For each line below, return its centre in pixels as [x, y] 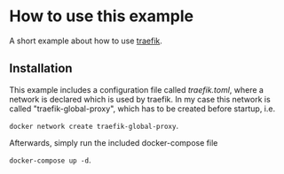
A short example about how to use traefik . [86, 41]
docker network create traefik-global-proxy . [94, 125]
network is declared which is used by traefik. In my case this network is [140, 99]
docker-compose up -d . [50, 160]
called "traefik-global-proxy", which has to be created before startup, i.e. [142, 109]
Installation [41, 68]
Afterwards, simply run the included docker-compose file [114, 142]
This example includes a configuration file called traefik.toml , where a [137, 89]
